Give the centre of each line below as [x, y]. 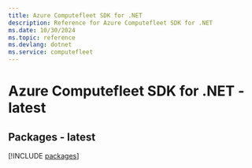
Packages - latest [52, 137]
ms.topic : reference [42, 37]
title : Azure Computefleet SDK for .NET [76, 15]
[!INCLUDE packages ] [44, 156]
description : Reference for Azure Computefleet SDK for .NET [111, 23]
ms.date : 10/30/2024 [42, 30]
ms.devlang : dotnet [40, 45]
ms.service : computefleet [50, 52]
